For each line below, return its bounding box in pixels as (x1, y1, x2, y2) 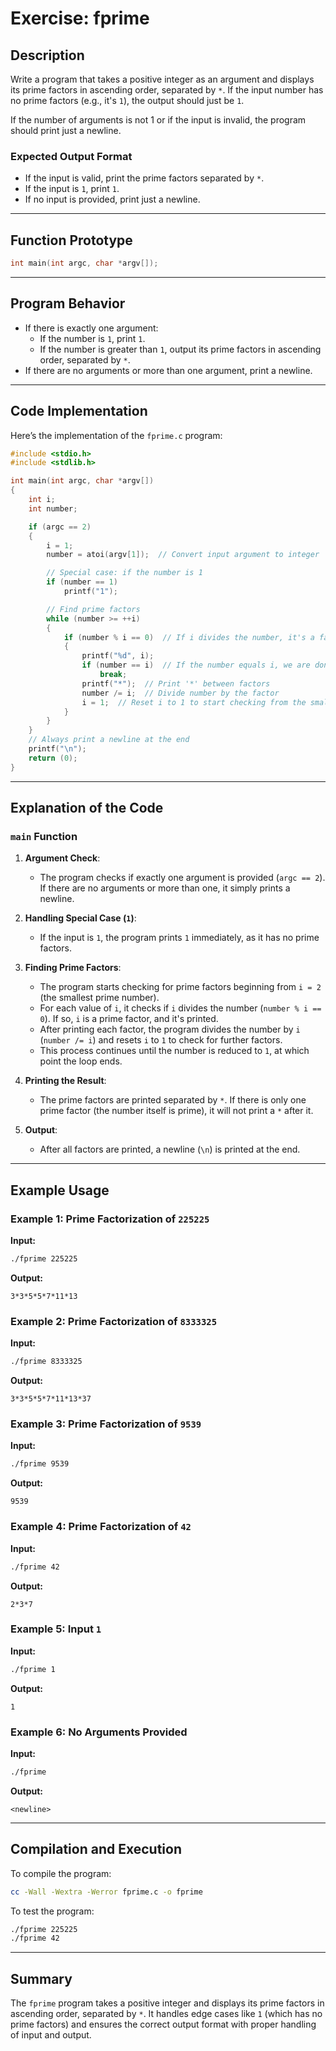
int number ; (28, 503, 78, 514)
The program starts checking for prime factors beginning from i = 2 (39, 981, 322, 993)
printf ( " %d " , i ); (81, 651, 155, 661)
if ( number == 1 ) (46, 577, 118, 587)
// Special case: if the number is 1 (46, 568, 203, 578)
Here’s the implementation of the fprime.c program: (10, 429, 223, 441)
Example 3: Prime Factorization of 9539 (10, 1417, 202, 1431)
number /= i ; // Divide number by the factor (81, 688, 280, 698)
